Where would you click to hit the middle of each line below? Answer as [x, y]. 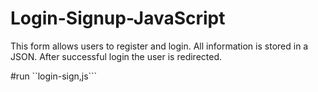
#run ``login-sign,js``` [54, 76]
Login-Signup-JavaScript [118, 18]
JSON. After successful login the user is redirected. [116, 56]
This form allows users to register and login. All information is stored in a [159, 46]
